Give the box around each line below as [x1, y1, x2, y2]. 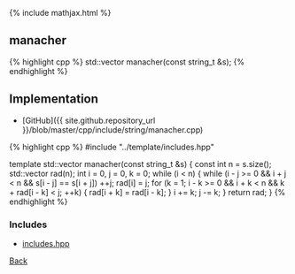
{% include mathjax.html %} [9, 8, 112, 18]
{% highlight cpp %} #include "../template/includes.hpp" [9, 141, 215, 152]
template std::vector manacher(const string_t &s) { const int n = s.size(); [9, 158, 272, 169]
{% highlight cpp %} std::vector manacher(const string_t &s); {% [9, 57, 245, 67]
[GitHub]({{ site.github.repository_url [21, 115, 156, 126]
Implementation [9, 92, 99, 107]
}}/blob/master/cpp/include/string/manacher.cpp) [21, 124, 204, 135]
